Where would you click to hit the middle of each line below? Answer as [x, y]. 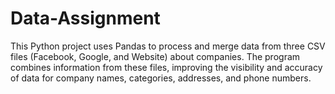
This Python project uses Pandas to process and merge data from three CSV [168, 46]
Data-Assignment [85, 18]
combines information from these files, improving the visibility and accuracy [166, 67]
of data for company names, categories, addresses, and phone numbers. [161, 78]
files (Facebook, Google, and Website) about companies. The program [155, 56]
